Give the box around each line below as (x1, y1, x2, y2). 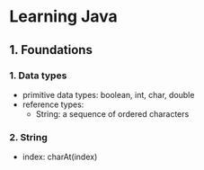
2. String (9, 130, 48, 143)
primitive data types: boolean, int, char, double (22, 89, 195, 100)
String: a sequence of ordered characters (35, 108, 190, 119)
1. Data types (9, 69, 67, 82)
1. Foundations (9, 42, 93, 58)
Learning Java (9, 6, 119, 27)
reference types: (22, 99, 84, 110)
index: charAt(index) (22, 151, 98, 163)
